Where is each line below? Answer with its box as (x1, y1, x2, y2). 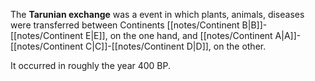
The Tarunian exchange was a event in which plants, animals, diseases (10, 9, 305, 20)
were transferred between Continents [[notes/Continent (10, 19, 240, 31)
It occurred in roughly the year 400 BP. (10, 60, 172, 71)
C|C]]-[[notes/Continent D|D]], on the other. (85, 40, 267, 52)
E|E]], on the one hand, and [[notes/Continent (85, 30, 273, 41)
